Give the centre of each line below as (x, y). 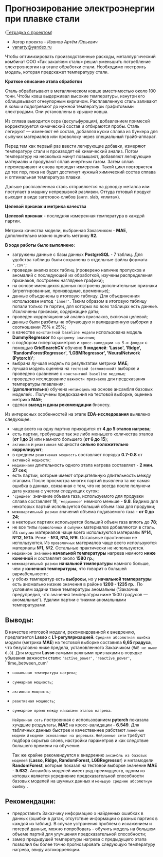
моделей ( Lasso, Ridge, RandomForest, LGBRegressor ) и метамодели (83, 760)
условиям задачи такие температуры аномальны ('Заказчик (75, 589)
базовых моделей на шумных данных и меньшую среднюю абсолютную (82, 781)
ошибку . (20, 786)
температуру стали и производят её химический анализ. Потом (72, 151)
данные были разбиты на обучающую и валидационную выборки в (82, 322)
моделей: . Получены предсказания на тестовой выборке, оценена (82, 394)
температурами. (29, 604)
